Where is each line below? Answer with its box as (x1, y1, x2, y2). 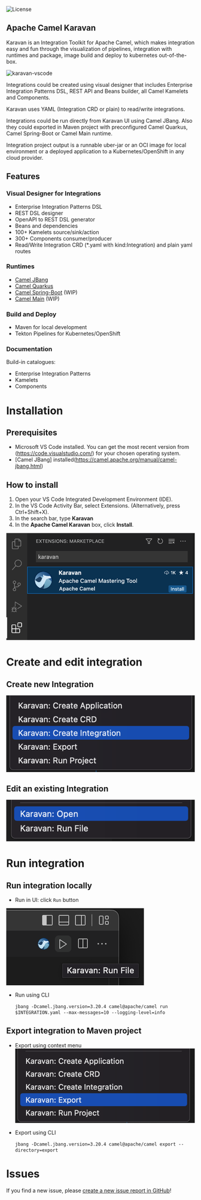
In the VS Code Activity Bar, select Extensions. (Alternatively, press (14, 502, 181, 509)
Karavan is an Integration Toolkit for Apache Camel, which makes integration (6, 39, 195, 46)
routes (14, 247, 31, 254)
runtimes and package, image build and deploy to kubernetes (6, 51, 158, 59)
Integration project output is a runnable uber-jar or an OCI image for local (6, 141, 187, 148)
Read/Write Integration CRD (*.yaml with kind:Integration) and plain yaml (14, 241, 193, 248)
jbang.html (14, 463, 42, 470)
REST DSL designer (14, 209, 63, 217)
